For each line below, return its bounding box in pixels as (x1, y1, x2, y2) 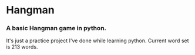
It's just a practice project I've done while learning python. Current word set (6, 37, 189, 44)
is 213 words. (6, 43, 38, 50)
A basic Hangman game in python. (6, 24, 107, 32)
